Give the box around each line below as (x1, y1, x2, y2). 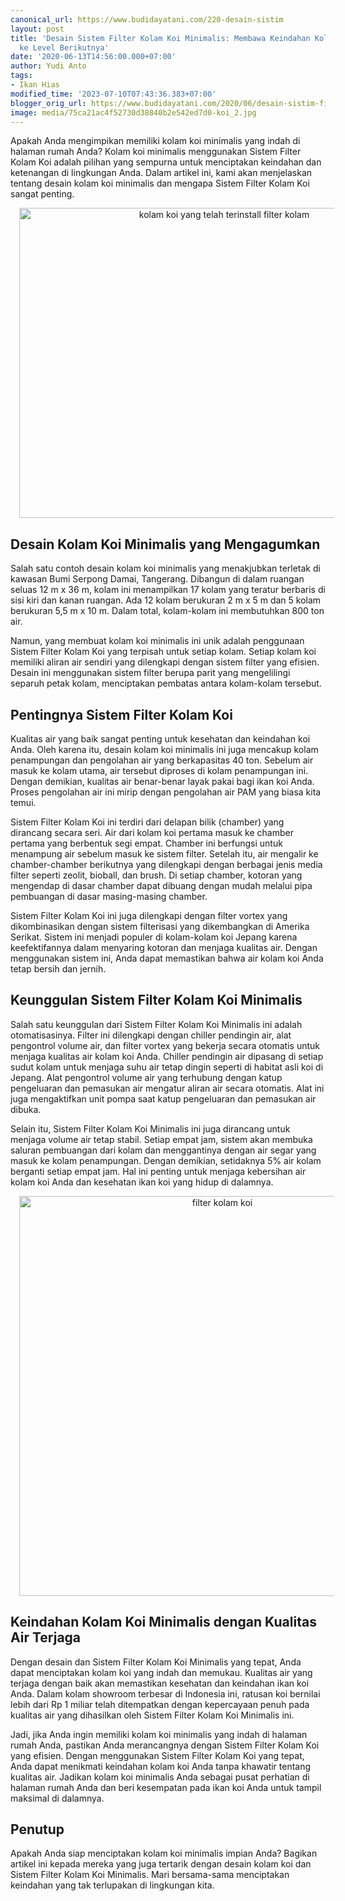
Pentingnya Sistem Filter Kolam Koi (10, 706, 233, 723)
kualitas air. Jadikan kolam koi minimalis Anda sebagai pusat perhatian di (10, 1771, 310, 1783)
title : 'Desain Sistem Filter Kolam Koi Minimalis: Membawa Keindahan (10, 33, 311, 43)
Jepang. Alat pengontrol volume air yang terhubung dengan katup (10, 1071, 283, 1083)
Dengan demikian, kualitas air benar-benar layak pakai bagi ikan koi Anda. (10, 776, 315, 787)
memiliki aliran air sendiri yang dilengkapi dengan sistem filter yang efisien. (10, 656, 320, 668)
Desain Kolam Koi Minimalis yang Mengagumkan (10, 536, 321, 553)
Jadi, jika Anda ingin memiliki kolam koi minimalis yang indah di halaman (10, 1728, 308, 1740)
